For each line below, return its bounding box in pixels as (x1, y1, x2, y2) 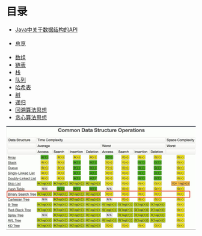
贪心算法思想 (14, 113, 47, 121)
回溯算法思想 (14, 106, 47, 113)
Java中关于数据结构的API (14, 26, 78, 33)
